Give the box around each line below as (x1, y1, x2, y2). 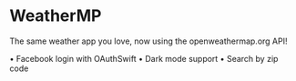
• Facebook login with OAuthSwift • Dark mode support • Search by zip (9, 53, 279, 64)
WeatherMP (9, 5, 102, 26)
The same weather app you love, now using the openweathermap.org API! (9, 35, 288, 46)
